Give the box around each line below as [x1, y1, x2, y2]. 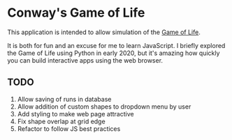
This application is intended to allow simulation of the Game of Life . [7, 28, 201, 36]
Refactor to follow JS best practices [17, 124, 121, 133]
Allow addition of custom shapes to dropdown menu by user [17, 102, 191, 111]
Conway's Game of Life [7, 5, 145, 21]
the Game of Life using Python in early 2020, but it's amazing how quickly [7, 49, 220, 57]
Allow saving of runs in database [17, 95, 112, 103]
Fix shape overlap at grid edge [17, 117, 106, 125]
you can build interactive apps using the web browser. [7, 56, 163, 64]
